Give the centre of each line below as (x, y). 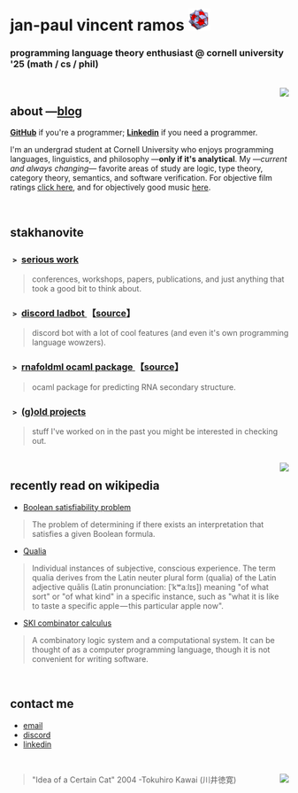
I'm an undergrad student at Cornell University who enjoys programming (142, 150)
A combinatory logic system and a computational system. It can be (153, 640)
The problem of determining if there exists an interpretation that (148, 524)
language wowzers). (69, 342)
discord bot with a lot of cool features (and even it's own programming (160, 333)
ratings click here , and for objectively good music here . (111, 187)
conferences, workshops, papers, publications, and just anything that (158, 279)
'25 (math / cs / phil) (54, 64)
